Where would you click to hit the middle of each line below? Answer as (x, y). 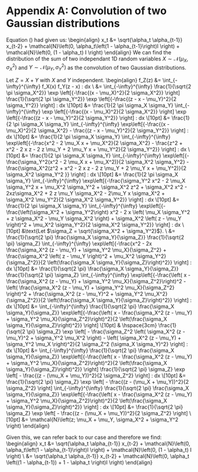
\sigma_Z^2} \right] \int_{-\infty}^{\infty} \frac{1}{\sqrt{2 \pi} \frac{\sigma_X (98, 388)
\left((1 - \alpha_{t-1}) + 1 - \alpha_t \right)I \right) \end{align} (79, 463)
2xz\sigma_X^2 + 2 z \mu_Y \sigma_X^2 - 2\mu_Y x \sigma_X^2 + (86, 193)
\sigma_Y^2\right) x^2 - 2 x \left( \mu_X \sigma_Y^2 (128, 212)
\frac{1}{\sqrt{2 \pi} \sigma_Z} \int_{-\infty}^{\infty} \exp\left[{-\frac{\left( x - (98, 275)
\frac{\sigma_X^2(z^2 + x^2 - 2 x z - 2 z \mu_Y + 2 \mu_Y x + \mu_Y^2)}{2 (96, 168)
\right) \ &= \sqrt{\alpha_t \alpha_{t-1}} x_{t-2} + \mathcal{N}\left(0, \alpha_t (98, 456)
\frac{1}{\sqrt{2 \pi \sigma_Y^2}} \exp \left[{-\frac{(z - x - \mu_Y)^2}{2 (91, 99)
